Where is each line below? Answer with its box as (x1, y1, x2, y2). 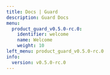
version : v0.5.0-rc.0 (11, 59, 66, 65)
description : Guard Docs (6, 15, 69, 21)
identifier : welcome (17, 31, 69, 37)
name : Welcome (17, 37, 53, 43)
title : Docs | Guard (6, 8, 59, 15)
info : (6, 54, 20, 60)
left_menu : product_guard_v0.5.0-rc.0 (6, 48, 104, 54)
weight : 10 (17, 43, 45, 49)
